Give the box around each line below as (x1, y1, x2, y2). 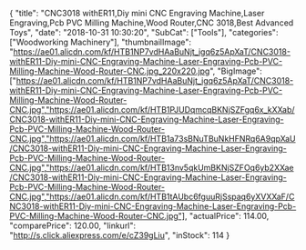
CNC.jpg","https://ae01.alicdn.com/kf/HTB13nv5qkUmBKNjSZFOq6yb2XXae (9, 163, 294, 173)
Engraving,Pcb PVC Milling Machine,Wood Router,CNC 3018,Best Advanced (9, 17, 294, 28)
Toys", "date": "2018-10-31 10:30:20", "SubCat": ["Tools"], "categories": (9, 27, 279, 37)
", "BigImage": (209, 65, 262, 76)
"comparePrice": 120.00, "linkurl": (9, 220, 137, 231)
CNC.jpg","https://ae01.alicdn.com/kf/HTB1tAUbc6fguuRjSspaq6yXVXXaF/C (9, 191, 295, 202)
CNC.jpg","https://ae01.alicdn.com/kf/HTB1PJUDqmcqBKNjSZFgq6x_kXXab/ (9, 105, 295, 115)
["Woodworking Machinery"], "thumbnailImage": (9, 36, 191, 47)
